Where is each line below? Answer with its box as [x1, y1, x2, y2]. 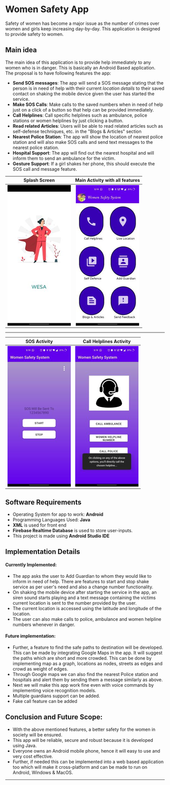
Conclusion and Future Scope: [5, 713, 103, 722]
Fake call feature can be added [12, 698, 77, 704]
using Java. [12, 742, 37, 749]
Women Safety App [5, 4, 89, 15]
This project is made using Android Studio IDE [12, 533, 110, 539]
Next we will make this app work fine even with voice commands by [12, 682, 154, 688]
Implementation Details [5, 547, 80, 556]
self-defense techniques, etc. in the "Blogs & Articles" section [12, 128, 142, 134]
